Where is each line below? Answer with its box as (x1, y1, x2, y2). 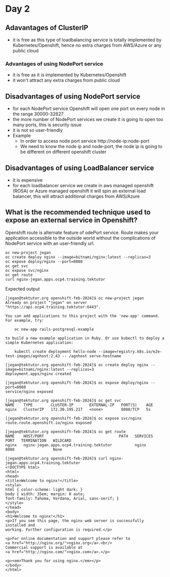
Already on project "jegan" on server (5, 300, 87, 305)
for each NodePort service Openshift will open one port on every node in (12, 105, 165, 112)
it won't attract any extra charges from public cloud (12, 77, 120, 83)
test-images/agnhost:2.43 (5, 353, 60, 359)
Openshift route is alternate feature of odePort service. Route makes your (5, 229, 159, 236)
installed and (5, 523, 36, 528)
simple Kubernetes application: (5, 340, 74, 345)
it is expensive (12, 177, 43, 183)
